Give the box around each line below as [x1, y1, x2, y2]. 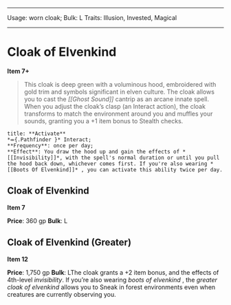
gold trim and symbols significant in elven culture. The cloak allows [23, 87, 215, 96]
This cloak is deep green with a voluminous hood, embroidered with [23, 80, 217, 88]
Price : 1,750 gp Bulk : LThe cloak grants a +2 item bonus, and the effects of [7, 268, 219, 276]
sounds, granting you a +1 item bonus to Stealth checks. [23, 116, 184, 125]
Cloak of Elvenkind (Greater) [7, 237, 132, 249]
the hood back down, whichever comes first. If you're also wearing [7, 160, 208, 167]
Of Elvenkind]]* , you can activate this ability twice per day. [32, 166, 223, 173]
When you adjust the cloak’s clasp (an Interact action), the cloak [23, 102, 206, 110]
